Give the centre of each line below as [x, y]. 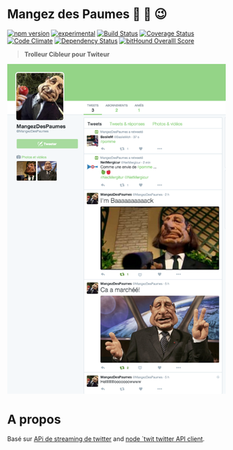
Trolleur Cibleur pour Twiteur [67, 54]
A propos [34, 420]
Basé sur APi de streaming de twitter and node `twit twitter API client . [106, 439]
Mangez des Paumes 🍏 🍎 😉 [87, 14]
